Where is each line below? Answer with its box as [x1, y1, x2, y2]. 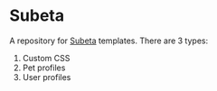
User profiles [22, 71, 71, 82]
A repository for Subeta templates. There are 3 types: [9, 35, 209, 46]
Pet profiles [22, 62, 66, 73]
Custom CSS [22, 52, 71, 63]
